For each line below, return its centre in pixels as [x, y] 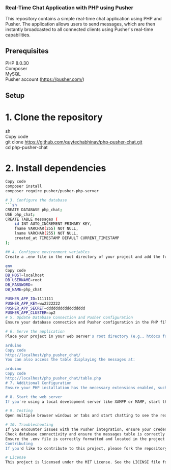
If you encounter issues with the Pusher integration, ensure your [78, 429]
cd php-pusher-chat [26, 148]
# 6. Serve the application [35, 332]
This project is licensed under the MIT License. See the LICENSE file [83, 462]
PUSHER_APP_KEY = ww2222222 [33, 303]
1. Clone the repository [54, 117]
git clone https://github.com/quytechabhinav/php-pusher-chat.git [74, 142]
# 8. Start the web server [34, 397]
